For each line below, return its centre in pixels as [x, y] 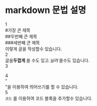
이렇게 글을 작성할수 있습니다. [34, 49]
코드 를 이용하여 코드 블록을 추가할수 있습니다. [49, 98]
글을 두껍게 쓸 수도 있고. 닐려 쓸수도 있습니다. [48, 60]
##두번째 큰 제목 [21, 36]
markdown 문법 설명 [46, 10]
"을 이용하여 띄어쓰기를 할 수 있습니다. [42, 87]
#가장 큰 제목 [18, 30]
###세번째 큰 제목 [23, 42]
